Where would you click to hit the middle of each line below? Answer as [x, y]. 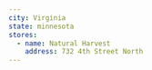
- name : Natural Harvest [64, 43]
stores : [23, 35]
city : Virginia [37, 18]
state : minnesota [41, 26]
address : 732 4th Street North [84, 52]
